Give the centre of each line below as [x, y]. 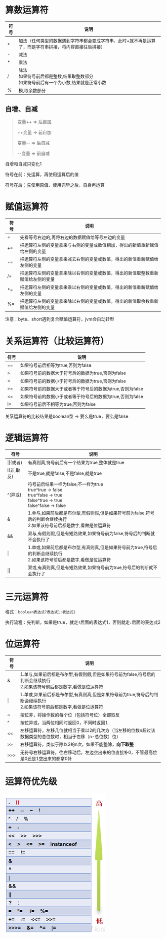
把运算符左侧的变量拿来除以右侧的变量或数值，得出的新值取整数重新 [89, 273]
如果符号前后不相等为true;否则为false [58, 404]
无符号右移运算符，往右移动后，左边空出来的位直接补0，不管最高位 [88, 752]
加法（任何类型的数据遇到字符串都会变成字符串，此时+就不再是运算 [87, 41]
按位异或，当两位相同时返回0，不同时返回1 [64, 722]
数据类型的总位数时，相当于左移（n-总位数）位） [70, 737]
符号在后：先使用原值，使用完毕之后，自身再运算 [55, 185]
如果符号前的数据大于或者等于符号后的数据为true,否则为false [82, 388]
